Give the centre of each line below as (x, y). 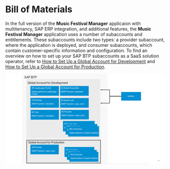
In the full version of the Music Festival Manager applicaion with (73, 23)
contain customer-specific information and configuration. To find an (76, 50)
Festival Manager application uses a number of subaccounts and (74, 34)
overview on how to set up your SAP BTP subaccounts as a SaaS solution (82, 56)
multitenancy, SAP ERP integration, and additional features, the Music (78, 29)
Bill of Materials (39, 9)
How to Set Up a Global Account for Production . (55, 67)
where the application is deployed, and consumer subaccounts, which (79, 45)
